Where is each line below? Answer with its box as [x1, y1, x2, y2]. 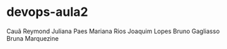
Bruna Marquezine [6, 34, 59, 42]
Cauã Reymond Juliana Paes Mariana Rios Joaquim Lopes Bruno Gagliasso [6, 27, 220, 35]
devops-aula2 [6, 4, 88, 20]
